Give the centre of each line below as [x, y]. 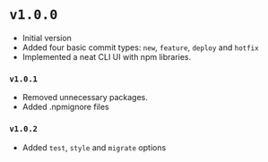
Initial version [47, 38]
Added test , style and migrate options [94, 147]
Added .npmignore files [65, 107]
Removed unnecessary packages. [85, 98]
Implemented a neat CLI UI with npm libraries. [107, 56]
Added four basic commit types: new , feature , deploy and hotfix [140, 47]
